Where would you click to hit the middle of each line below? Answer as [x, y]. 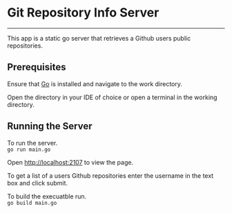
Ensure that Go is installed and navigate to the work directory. [95, 83]
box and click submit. [37, 183]
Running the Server [50, 126]
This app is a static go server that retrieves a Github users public [99, 38]
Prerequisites [37, 67]
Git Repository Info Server [83, 13]
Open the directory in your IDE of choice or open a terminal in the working [112, 97]
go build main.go [32, 203]
